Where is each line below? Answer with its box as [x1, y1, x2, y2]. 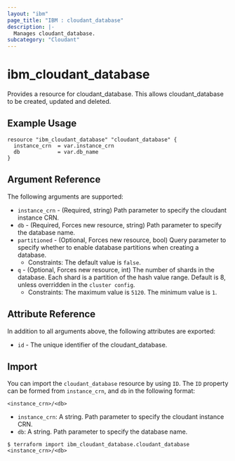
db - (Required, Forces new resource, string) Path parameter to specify [17, 220, 222, 229]
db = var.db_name [13, 148, 99, 155]
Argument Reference [7, 173, 101, 186]
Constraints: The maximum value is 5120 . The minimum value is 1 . [27, 288, 217, 296]
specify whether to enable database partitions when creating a [17, 243, 199, 251]
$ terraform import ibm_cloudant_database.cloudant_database [7, 441, 190, 448]
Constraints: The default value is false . [27, 258, 142, 267]
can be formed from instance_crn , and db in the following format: [7, 387, 195, 395]
